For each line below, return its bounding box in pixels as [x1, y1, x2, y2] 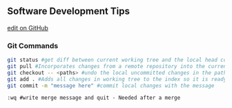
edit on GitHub [7, 23, 48, 32]
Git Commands [7, 41, 59, 50]
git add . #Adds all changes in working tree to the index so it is [7, 76, 209, 83]
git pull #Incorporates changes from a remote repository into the [7, 63, 206, 69]
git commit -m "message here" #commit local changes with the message [7, 82, 215, 89]
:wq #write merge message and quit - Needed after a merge [7, 94, 181, 102]
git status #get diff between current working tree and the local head [7, 56, 217, 64]
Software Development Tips [7, 6, 130, 17]
